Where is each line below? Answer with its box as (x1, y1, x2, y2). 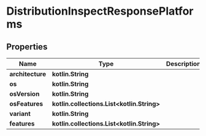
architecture (9, 70, 47, 78)
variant (9, 110, 31, 118)
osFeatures (9, 99, 44, 108)
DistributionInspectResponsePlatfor (6, 4, 194, 18)
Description (166, 60, 201, 68)
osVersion (9, 90, 40, 98)
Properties (6, 41, 48, 52)
